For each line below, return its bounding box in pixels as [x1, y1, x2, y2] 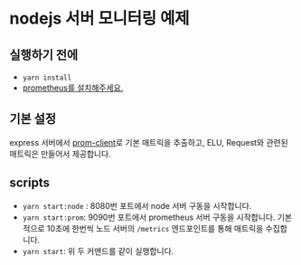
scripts [9, 175, 50, 191]
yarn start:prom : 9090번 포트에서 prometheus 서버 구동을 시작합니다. [22, 212, 276, 222]
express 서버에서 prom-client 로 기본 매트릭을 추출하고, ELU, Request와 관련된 [9, 137, 289, 147]
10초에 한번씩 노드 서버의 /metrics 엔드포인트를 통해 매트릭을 [46, 222, 264, 233]
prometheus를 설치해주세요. [22, 82, 124, 93]
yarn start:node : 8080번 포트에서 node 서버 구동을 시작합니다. [22, 200, 252, 211]
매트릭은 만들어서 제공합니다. [9, 148, 111, 159]
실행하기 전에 [9, 47, 79, 62]
